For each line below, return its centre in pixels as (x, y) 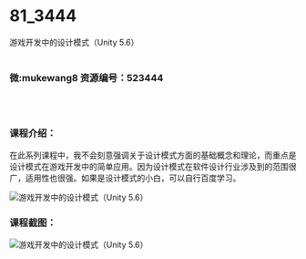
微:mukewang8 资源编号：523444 (87, 78)
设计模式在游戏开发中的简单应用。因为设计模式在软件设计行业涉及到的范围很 (153, 166)
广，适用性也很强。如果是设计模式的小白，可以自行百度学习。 (125, 178)
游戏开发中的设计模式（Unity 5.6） (74, 42)
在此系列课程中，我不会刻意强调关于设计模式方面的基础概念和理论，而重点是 (153, 155)
